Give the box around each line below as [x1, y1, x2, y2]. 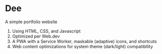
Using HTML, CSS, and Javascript [12, 28, 81, 34]
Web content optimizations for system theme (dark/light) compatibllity [12, 43, 153, 49]
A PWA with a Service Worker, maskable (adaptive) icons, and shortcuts [12, 38, 157, 44]
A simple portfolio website [5, 19, 58, 25]
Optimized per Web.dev [12, 33, 60, 39]
